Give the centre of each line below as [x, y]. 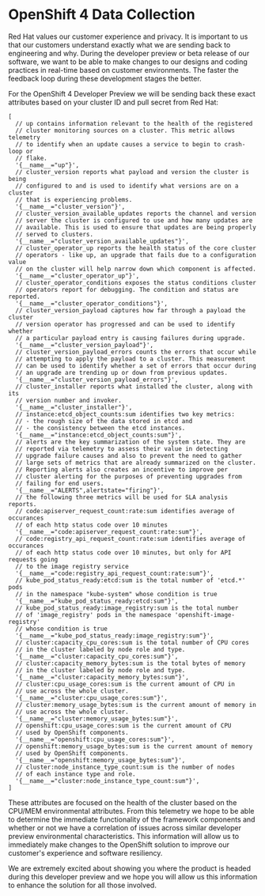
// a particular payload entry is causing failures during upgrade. [131, 338]
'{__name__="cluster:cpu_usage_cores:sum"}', [92, 698]
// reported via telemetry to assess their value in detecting [121, 448]
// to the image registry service [72, 566]
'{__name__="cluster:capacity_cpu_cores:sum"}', [97, 656]
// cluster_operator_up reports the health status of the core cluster [136, 248]
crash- [235, 144]
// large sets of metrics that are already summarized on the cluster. [136, 463]
